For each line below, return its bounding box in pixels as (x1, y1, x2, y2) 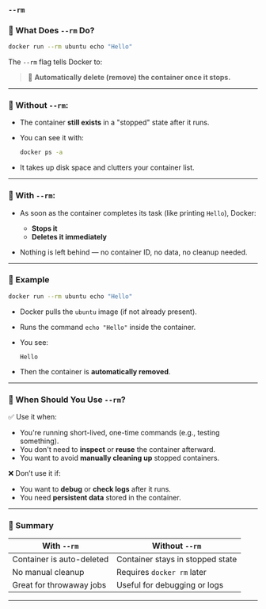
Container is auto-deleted (12, 553, 109, 565)
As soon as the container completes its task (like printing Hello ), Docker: (19, 208, 256, 217)
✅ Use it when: (8, 412, 57, 422)
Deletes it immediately (31, 232, 108, 241)
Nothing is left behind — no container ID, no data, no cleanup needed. (19, 247, 248, 257)
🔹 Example (8, 274, 50, 285)
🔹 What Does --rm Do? (8, 25, 95, 36)
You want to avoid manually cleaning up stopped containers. (19, 454, 220, 463)
